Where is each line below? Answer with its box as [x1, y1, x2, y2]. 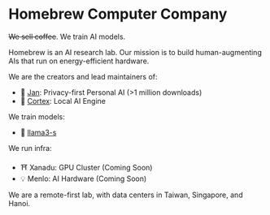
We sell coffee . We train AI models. [8, 32, 126, 41]
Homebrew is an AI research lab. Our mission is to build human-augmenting [8, 47, 262, 57]
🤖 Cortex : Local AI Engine [20, 96, 107, 105]
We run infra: [8, 143, 52, 153]
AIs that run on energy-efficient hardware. [8, 56, 150, 66]
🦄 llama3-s [20, 127, 57, 137]
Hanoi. [8, 198, 31, 208]
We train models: [8, 111, 65, 122]
